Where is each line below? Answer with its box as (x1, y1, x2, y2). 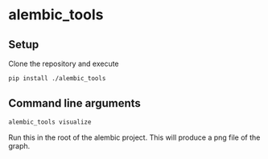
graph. (8, 141, 31, 150)
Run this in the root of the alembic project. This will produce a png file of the (8, 132, 261, 142)
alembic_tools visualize (8, 118, 92, 126)
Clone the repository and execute (8, 59, 119, 68)
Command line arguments (8, 96, 141, 110)
